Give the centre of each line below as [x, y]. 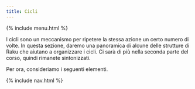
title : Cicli [22, 11]
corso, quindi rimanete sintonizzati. [48, 58]
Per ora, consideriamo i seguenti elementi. [57, 69]
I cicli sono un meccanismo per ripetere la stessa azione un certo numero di [97, 39]
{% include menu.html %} [37, 28]
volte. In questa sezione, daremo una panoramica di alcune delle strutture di [98, 45]
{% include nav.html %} [35, 80]
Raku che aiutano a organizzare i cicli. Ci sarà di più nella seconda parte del [97, 51]
